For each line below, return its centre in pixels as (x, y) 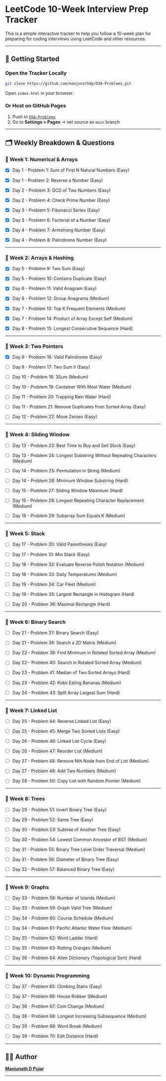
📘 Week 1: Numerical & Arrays (41, 159)
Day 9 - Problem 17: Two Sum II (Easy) (51, 367)
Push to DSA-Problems (34, 116)
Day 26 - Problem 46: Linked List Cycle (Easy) (59, 741)
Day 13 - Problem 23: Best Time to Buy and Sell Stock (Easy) (74, 445)
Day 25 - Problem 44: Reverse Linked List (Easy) (62, 721)
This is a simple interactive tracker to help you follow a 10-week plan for (78, 33)
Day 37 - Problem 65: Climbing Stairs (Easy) (57, 987)
